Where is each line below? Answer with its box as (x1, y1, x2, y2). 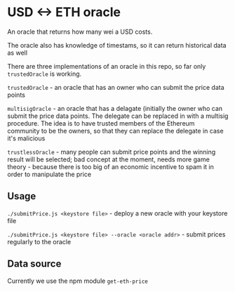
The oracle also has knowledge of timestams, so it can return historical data (7, 41, 227, 49)
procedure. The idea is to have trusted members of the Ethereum (7, 119, 195, 127)
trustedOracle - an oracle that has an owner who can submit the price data (7, 83, 224, 91)
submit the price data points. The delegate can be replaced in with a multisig (7, 112, 229, 120)
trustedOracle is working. (7, 69, 82, 78)
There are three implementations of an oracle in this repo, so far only (7, 62, 206, 70)
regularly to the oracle (7, 237, 72, 246)
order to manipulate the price (7, 170, 92, 178)
